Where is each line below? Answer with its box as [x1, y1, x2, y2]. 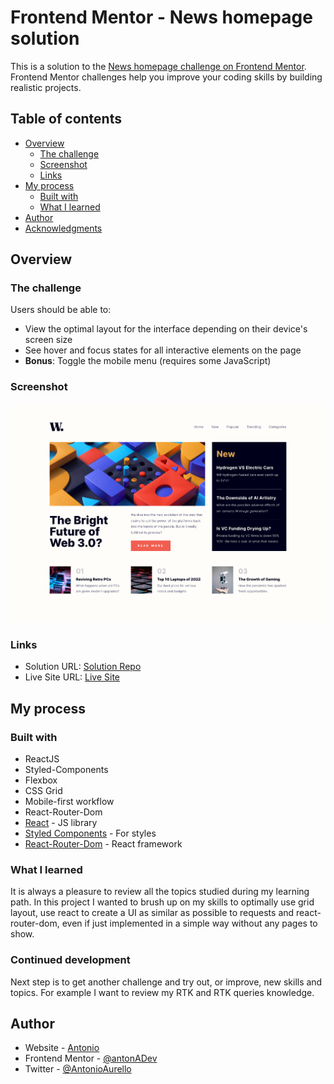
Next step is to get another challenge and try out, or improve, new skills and [10, 976, 323, 988]
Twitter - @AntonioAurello [24, 1063, 132, 1075]
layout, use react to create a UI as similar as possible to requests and [10, 907, 295, 919]
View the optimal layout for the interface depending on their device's [24, 323, 308, 335]
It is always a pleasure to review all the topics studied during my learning [10, 886, 310, 898]
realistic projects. [10, 81, 82, 93]
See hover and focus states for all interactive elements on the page [24, 344, 302, 356]
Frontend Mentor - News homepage [10, 6, 313, 29]
